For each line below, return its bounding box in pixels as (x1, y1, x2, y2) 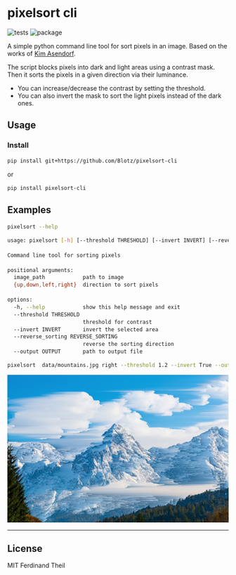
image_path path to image (13, 274, 124, 281)
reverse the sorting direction (82, 341, 174, 348)
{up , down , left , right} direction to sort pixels (13, 281, 159, 289)
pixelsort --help (7, 224, 58, 231)
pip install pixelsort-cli (7, 184, 86, 191)
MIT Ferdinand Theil (7, 561, 65, 570)
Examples (7, 204, 51, 216)
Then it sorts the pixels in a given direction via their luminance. (7, 70, 188, 79)
